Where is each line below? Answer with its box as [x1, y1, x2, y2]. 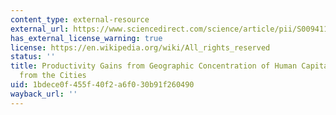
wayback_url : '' [10, 89, 78, 99]
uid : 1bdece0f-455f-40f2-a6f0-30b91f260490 [10, 80, 195, 90]
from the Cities [19, 71, 87, 81]
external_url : [10, 24, 70, 34]
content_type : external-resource [10, 14, 150, 25]
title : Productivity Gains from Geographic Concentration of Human [10, 61, 298, 71]
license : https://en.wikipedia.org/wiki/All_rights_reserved [10, 42, 271, 53]
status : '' [10, 52, 56, 62]
